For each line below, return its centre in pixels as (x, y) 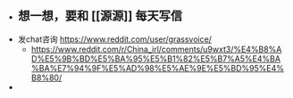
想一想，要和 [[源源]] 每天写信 (100, 16)
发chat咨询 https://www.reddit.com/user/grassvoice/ (115, 39)
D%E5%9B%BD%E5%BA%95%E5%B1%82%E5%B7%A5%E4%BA (156, 58)
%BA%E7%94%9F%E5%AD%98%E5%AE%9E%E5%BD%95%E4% (157, 68)
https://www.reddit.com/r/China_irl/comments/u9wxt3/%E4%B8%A (156, 49)
